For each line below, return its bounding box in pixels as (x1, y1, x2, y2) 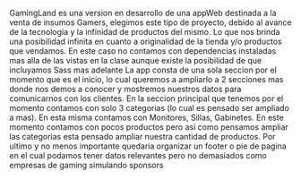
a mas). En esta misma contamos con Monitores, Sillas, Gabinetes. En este (9, 112, 284, 123)
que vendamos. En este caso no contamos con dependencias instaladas (9, 46, 277, 56)
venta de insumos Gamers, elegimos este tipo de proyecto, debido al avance (9, 17, 292, 28)
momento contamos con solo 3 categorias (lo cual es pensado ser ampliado (9, 103, 289, 113)
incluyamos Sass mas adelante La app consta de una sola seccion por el (9, 64, 278, 75)
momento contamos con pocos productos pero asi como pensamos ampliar (9, 122, 289, 132)
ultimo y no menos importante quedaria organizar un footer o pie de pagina (9, 141, 287, 151)
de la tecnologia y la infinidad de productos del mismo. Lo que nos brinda (9, 27, 280, 37)
